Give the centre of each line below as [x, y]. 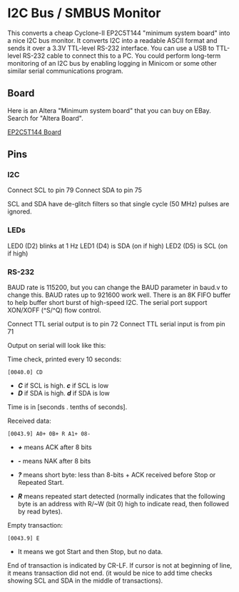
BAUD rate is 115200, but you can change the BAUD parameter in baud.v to [118, 288]
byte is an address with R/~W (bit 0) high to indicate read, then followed [123, 504]
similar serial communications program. [65, 71]
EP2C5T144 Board [35, 132]
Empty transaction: [35, 526]
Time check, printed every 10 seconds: [65, 359]
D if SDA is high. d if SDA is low [63, 393]
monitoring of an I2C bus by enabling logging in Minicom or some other [112, 63]
